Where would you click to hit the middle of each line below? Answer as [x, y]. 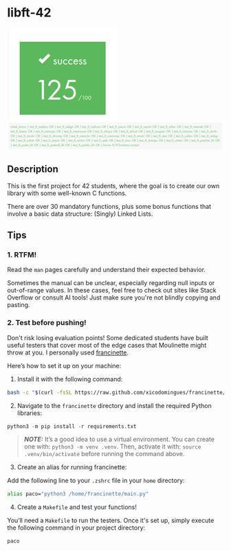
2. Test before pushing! [47, 323]
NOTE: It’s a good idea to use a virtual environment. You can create [119, 439]
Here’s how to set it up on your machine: [64, 366]
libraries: [30, 413]
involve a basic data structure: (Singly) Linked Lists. [80, 214]
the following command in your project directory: [76, 528]
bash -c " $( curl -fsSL [40, 392]
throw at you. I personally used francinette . [68, 352]
